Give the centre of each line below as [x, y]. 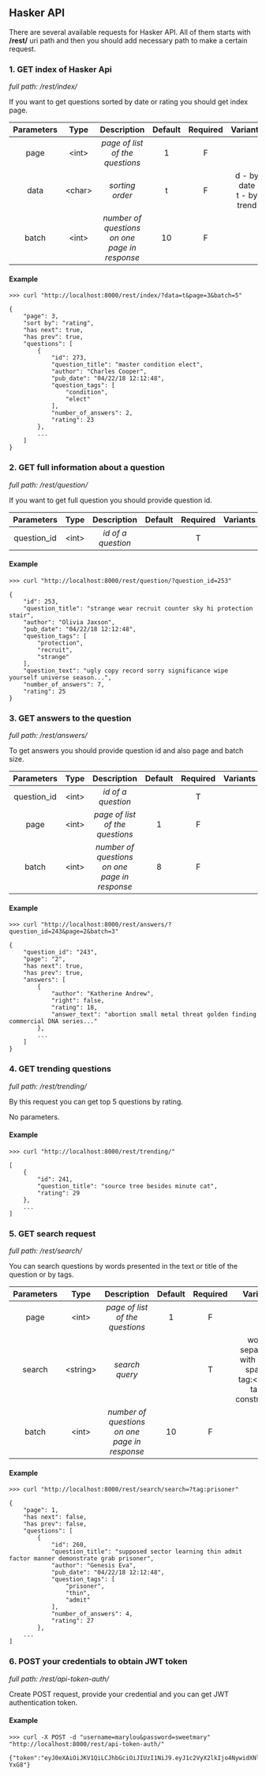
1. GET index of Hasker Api [61, 69]
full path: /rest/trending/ [48, 1086]
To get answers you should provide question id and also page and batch [126, 751]
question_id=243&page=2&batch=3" [64, 931]
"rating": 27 [72, 1621]
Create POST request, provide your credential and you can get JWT [119, 1694]
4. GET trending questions [60, 1069]
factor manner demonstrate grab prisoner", [82, 1559]
